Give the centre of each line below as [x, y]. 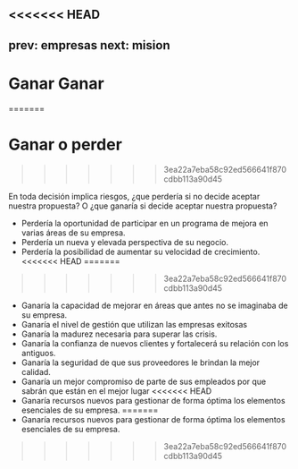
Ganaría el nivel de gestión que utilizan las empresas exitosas [134, 324]
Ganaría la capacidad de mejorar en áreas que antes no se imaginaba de [154, 305]
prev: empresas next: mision [89, 45]
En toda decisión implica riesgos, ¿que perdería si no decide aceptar [134, 196]
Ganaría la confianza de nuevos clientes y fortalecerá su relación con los [155, 343]
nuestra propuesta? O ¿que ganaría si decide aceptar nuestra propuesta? [143, 206]
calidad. [36, 371]
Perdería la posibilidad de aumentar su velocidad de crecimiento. [141, 252]
